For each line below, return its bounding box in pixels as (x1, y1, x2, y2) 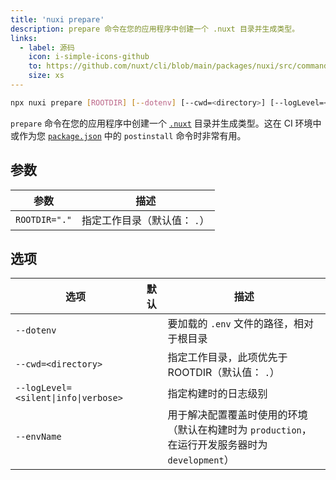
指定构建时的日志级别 (167, 387, 268, 401)
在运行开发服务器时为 (167, 438, 268, 452)
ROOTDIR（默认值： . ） (167, 366, 280, 380)
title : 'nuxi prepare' (10, 14, 105, 25)
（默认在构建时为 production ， (167, 423, 312, 437)
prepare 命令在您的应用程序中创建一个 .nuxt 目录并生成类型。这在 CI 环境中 (10, 117, 322, 129)
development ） (167, 453, 235, 467)
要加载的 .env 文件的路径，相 (167, 317, 304, 331)
